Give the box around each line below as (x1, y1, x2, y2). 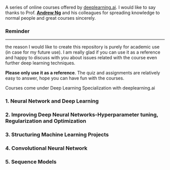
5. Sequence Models (5, 158, 57, 165)
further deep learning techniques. (5, 60, 76, 66)
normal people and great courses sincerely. (5, 15, 96, 21)
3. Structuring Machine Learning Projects (5, 131, 109, 138)
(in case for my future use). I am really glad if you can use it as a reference (5, 49, 160, 55)
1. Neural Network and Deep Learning (5, 98, 99, 105)
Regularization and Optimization (5, 117, 87, 124)
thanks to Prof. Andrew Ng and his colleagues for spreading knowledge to (5, 10, 160, 16)
